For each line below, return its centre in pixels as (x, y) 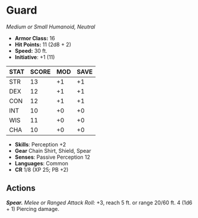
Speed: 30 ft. (31, 50)
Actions (21, 188)
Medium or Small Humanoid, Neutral (51, 27)
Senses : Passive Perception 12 (52, 157)
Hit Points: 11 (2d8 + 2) (43, 44)
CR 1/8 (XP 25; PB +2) (41, 169)
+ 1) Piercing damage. (33, 209)
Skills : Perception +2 (40, 144)
